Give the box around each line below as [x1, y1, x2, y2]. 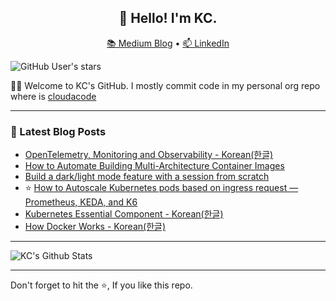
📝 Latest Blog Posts [10, 124, 107, 138]
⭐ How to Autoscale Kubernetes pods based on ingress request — [24, 182, 299, 194]
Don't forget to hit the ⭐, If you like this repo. [10, 279, 193, 291]
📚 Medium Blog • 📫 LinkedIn [106, 37, 230, 49]
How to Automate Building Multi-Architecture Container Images [24, 160, 285, 172]
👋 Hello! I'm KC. [118, 10, 218, 27]
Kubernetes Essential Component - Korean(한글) [24, 208, 224, 220]
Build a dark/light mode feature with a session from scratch [24, 171, 270, 183]
